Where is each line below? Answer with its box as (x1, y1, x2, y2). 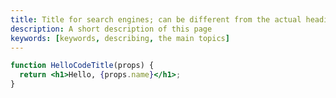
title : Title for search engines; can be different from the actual (10, 14, 302, 25)
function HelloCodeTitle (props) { (10, 61, 155, 71)
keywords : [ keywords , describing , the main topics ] (10, 33, 230, 43)
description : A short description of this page (10, 24, 213, 34)
